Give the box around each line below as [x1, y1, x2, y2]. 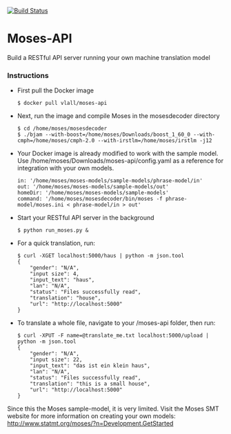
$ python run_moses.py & [17, 227, 89, 234]
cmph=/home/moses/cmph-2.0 [17, 137, 95, 144]
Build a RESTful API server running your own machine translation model [7, 53, 210, 61]
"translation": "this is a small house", [30, 380, 150, 388]
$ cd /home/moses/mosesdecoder [17, 125, 108, 132]
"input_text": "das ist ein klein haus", [30, 362, 150, 369]
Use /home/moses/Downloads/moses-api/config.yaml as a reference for [17, 157, 224, 165]
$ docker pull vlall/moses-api [17, 100, 108, 107]
